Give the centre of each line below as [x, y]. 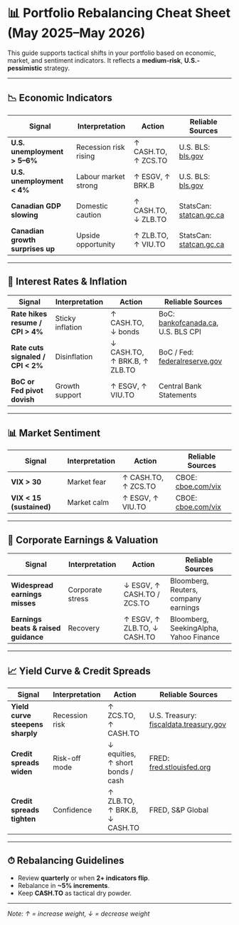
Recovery [84, 628]
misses [23, 603]
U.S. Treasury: [173, 715]
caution [89, 215]
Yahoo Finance [195, 637]
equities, [122, 754]
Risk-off [67, 758]
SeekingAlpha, [195, 628]
